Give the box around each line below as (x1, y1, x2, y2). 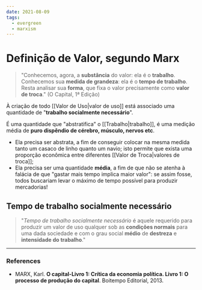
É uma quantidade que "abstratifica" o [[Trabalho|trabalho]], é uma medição (6, 121, 195, 128)
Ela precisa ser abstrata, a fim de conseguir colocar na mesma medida (14, 139, 190, 146)
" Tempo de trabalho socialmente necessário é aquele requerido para (20, 217, 192, 224)
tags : (6, 14, 20, 20)
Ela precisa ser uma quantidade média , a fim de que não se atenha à (14, 164, 185, 172)
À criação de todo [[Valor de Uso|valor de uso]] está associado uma (6, 102, 175, 110)
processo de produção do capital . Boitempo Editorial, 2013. (14, 277, 164, 284)
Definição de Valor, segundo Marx (6, 52, 180, 65)
